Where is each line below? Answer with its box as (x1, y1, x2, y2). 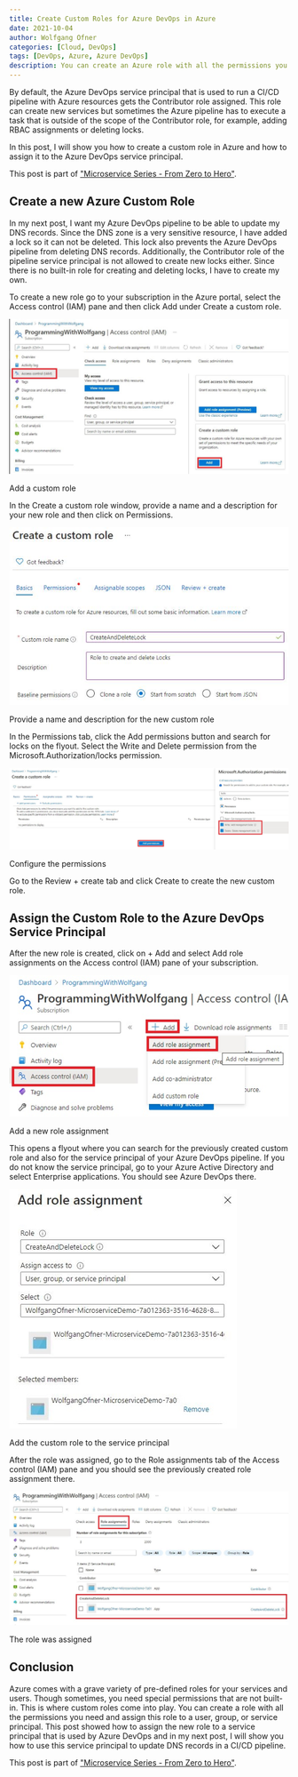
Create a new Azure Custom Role (9, 194, 195, 209)
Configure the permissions (9, 858, 106, 868)
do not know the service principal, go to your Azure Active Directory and (9, 1162, 274, 1173)
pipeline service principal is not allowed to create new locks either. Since (9, 255, 275, 266)
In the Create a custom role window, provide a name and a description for (9, 500, 278, 511)
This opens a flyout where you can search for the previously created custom (9, 1143, 288, 1154)
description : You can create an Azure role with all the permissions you (9, 61, 288, 70)
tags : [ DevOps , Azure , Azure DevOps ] (9, 52, 149, 61)
